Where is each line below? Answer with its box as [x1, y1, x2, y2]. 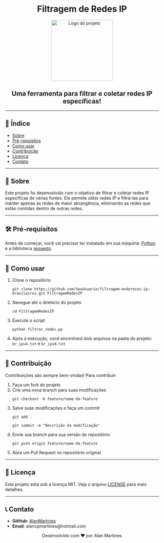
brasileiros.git [12, 291, 45, 296]
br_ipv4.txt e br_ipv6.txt [12, 341, 66, 346]
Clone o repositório [12, 277, 51, 283]
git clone [12, 287, 33, 292]
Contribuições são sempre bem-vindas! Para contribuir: [5, 372, 117, 378]
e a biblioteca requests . [5, 246, 52, 251]
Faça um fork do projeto [12, 382, 61, 388]
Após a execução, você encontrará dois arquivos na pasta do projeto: [12, 335, 152, 341]
